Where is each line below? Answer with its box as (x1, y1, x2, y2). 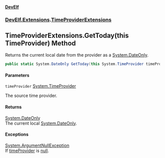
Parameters (5, 72, 29, 78)
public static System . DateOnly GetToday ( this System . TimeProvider (5, 62, 144, 66)
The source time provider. (5, 93, 57, 98)
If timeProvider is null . (5, 148, 49, 154)
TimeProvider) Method (5, 39, 76, 47)
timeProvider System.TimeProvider (5, 83, 76, 89)
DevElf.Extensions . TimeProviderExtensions (5, 16, 112, 23)
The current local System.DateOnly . (5, 120, 77, 126)
